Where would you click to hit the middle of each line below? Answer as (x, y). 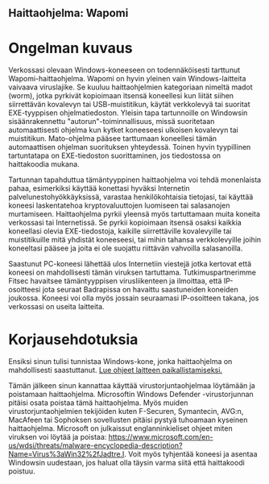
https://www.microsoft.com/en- (161, 437)
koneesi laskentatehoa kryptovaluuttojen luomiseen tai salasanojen (119, 205)
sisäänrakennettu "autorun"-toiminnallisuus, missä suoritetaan (112, 122)
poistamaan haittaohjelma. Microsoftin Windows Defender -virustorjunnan (131, 395)
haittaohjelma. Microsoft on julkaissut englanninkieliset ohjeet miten (120, 428)
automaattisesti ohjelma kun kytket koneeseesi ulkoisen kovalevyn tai (124, 130)
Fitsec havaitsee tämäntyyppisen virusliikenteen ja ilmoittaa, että (115, 281)
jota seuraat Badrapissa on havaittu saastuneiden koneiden (141, 290)
